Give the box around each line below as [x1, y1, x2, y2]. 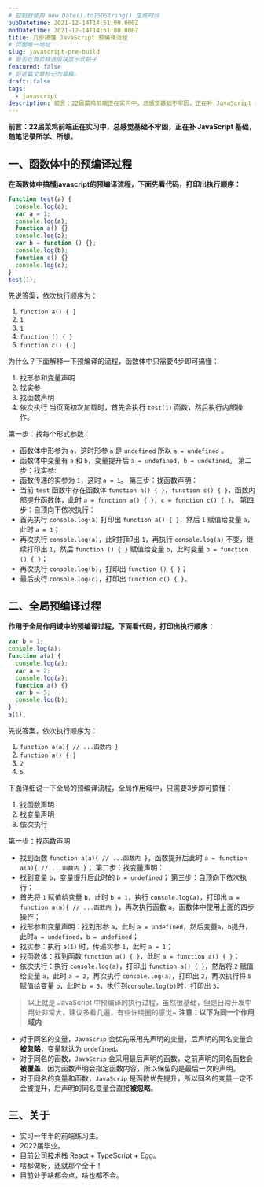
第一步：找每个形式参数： [8, 429, 91, 439]
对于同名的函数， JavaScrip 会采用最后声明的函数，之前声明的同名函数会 [19, 1053, 254, 1063]
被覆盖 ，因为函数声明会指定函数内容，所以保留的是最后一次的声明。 [19, 1063, 240, 1073]
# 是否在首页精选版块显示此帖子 [8, 56, 97, 64]
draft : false [8, 77, 51, 85]
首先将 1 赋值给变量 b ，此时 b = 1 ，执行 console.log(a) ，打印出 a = [19, 892, 240, 902]
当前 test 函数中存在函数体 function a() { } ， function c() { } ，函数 [19, 485, 249, 495]
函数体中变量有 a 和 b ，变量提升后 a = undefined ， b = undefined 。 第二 [19, 456, 252, 466]
